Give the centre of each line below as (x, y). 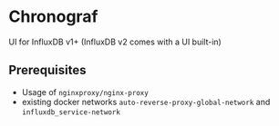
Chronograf (53, 17)
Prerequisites (47, 70)
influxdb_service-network (71, 112)
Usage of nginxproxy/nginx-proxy (85, 92)
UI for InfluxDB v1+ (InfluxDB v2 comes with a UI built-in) (115, 42)
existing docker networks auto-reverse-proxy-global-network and (146, 102)
